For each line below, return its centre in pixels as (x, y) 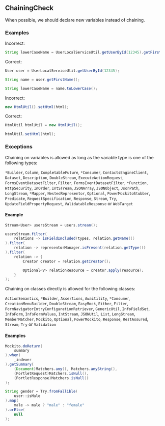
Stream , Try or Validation (31, 324)
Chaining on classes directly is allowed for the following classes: (70, 289)
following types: (21, 163)
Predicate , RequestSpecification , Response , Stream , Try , (61, 198)
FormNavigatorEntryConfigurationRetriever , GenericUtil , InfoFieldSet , (78, 309)
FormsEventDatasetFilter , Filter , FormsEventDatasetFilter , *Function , (77, 183)
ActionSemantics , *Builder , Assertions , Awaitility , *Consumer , (68, 298)
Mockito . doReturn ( (24, 346)
